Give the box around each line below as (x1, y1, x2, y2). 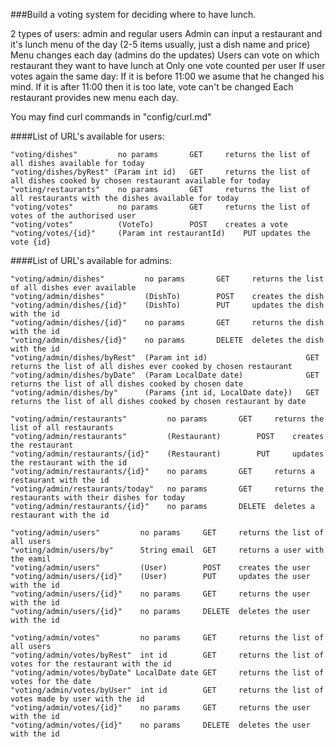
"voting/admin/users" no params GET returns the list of (10, 528, 325, 538)
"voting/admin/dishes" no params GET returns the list (10, 274, 325, 284)
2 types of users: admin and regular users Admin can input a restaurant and (10, 28, 323, 39)
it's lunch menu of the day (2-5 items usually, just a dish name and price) (10, 39, 311, 50)
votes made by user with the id (10, 694, 145, 704)
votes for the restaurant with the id (10, 659, 172, 669)
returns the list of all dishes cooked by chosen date (10, 379, 244, 389)
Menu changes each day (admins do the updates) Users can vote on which (10, 49, 320, 61)
